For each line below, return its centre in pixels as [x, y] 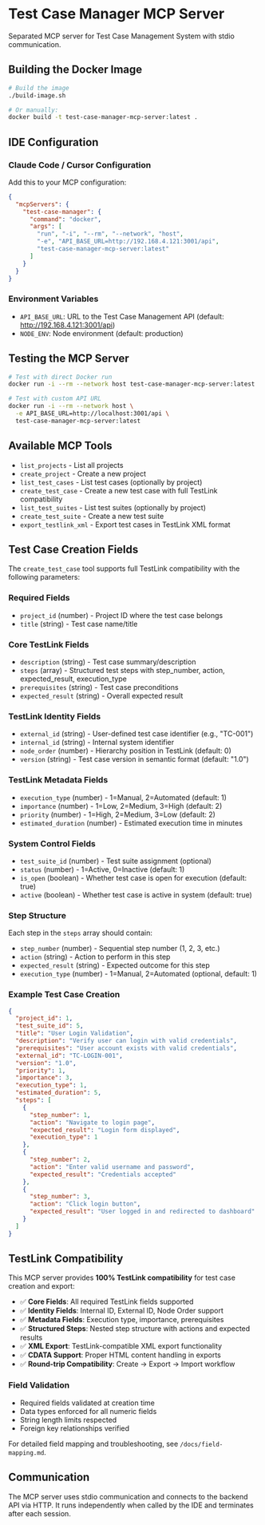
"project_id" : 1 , [44, 1019]
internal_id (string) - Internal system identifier [97, 743]
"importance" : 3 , [44, 1078]
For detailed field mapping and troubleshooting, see [93, 1444]
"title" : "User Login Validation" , [75, 1034]
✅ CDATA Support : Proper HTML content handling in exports [121, 1355]
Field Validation [39, 1385]
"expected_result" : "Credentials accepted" [103, 1174]
